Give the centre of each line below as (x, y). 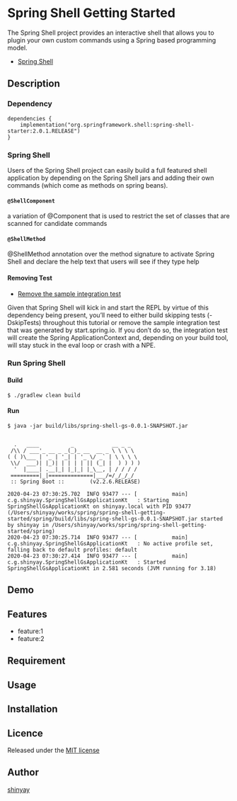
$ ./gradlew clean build (44, 395)
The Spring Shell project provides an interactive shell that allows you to (111, 33)
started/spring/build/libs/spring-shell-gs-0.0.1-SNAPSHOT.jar (103, 518)
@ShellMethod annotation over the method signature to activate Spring (111, 254)
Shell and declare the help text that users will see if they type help (103, 262)
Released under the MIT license (54, 750)
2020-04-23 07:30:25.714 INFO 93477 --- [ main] (98, 537)
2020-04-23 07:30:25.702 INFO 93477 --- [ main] (98, 494)
